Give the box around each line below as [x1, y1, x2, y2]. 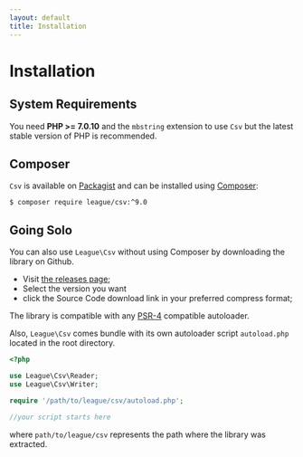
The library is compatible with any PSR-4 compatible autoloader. [9, 310, 251, 321]
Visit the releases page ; [22, 273, 111, 285]
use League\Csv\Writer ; [9, 379, 99, 389]
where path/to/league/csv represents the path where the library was [9, 429, 267, 440]
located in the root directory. [9, 338, 116, 348]
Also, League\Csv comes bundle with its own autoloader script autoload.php [9, 328, 289, 339]
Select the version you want [22, 283, 127, 294]
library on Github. [9, 256, 74, 267]
